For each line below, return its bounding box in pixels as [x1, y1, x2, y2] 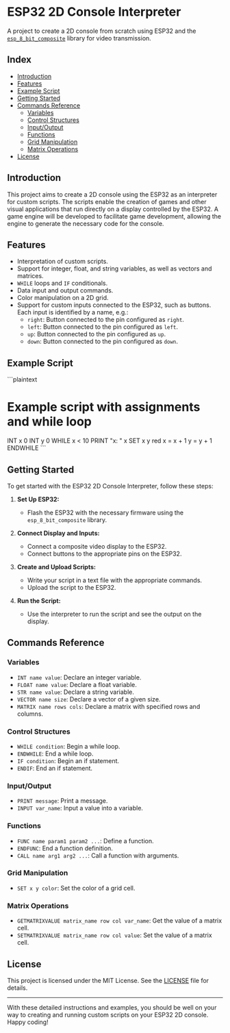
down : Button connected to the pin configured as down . [27, 337, 179, 346]
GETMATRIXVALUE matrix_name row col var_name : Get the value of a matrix [16, 917, 222, 925]
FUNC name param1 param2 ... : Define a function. [16, 836, 154, 845]
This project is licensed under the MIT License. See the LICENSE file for [7, 976, 209, 984]
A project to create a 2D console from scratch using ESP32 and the [7, 27, 196, 35]
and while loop [7, 414, 92, 430]
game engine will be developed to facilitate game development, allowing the [7, 212, 221, 220]
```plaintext [7, 375, 38, 384]
